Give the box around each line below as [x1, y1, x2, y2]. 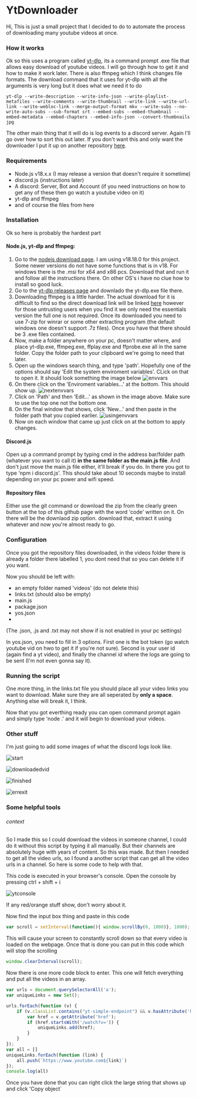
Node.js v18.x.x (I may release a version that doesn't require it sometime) [14, 170, 191, 177]
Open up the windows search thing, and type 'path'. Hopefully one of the [14, 362, 191, 369]
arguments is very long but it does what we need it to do [6, 82, 142, 89]
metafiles [6, 99, 30, 105]
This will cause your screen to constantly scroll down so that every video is [6, 935, 188, 942]
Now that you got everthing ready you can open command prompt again [6, 709, 181, 716]
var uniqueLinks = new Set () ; [6, 992, 80, 999]
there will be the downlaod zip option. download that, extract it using [6, 515, 172, 522]
